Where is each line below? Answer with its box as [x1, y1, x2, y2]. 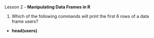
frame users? [11, 19, 38, 24]
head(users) [11, 28, 38, 33]
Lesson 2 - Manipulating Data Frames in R [4, 4, 91, 10]
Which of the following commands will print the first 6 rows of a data [11, 13, 149, 19]
